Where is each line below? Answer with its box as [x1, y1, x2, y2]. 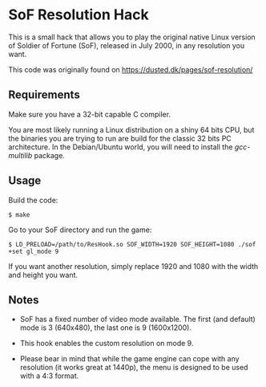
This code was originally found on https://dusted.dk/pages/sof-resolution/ [8, 64, 253, 74]
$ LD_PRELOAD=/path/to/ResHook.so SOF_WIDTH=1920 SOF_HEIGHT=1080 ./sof [8, 240, 256, 248]
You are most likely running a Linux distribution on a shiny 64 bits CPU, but [8, 124, 255, 134]
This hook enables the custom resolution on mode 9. [19, 339, 194, 348]
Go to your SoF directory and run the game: [8, 225, 152, 234]
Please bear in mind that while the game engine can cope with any [19, 354, 240, 364]
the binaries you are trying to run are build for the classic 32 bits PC [8, 133, 232, 143]
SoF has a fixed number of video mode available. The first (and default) [19, 315, 256, 324]
